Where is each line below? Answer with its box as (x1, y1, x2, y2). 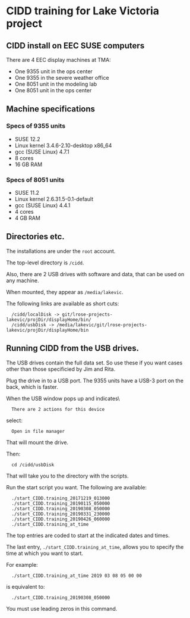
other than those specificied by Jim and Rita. (6, 365, 116, 373)
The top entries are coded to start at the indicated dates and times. (6, 532, 170, 539)
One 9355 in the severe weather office (14, 74, 109, 81)
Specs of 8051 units (6, 176, 65, 184)
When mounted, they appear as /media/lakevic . (6, 288, 123, 295)
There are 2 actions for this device (11, 406, 105, 412)
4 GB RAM (14, 214, 40, 221)
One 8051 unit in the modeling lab (14, 80, 97, 88)
